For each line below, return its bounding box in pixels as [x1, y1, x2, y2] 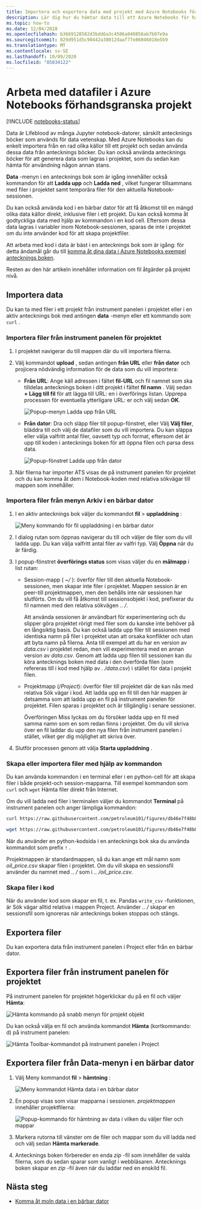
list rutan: [14, 564, 38, 571]
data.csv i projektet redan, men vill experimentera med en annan [23, 645, 185, 653]
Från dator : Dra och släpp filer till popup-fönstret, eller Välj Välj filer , [23, 419, 194, 427]
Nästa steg [6, 1182, 48, 1192]
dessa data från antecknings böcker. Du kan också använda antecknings [6, 149, 186, 156]
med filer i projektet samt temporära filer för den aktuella [6, 186, 146, 193]
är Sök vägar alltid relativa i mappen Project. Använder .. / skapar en [6, 903, 175, 911]
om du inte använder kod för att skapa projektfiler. [6, 230, 130, 237]
